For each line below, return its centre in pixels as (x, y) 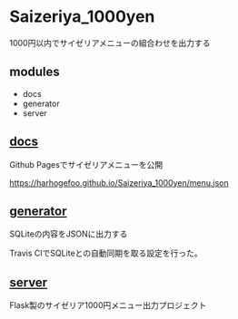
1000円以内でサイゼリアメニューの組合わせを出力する (110, 43)
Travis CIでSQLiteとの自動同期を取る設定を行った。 (106, 253)
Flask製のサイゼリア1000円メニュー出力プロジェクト (108, 305)
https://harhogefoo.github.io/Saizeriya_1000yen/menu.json (119, 182)
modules (35, 72)
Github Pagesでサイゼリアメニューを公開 (86, 164)
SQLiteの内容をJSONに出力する (69, 234)
